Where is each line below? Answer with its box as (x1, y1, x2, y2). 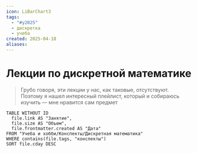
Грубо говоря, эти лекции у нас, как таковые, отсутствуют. (20, 86, 169, 93)
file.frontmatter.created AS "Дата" (11, 125, 101, 131)
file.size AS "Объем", (11, 120, 67, 127)
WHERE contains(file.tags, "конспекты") (6, 136, 107, 142)
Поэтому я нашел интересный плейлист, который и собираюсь (20, 92, 180, 99)
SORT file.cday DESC (6, 141, 57, 147)
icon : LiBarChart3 (6, 8, 51, 15)
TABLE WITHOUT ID (6, 110, 49, 116)
